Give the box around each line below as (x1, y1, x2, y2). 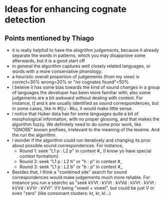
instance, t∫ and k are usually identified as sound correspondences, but (11, 100, 159, 106)
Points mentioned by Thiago (4, 34, 94, 42)
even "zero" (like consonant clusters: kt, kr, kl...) (11, 191, 111, 196)
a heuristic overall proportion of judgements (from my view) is (11, 74, 139, 79)
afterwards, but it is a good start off (11, 58, 85, 63)
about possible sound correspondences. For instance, (11, 143, 123, 148)
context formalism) (19, 153, 58, 159)
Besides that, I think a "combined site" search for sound (11, 169, 127, 175)
